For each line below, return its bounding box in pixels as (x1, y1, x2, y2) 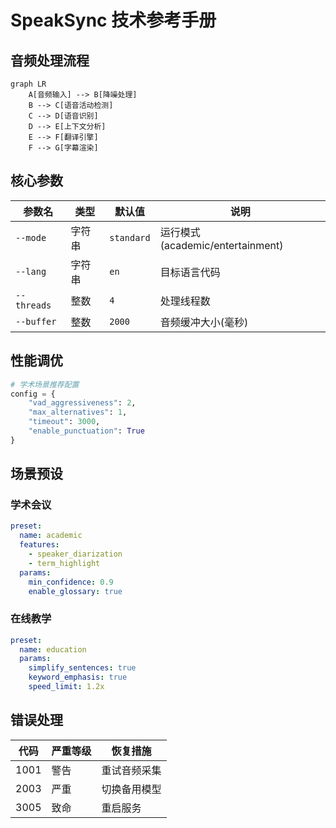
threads (15, 299, 52, 311)
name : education (19, 644, 87, 655)
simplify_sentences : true (28, 663, 137, 673)
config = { (10, 389, 56, 399)
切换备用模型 (101, 782, 162, 796)
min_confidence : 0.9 (28, 577, 114, 587)
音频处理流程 (10, 52, 90, 69)
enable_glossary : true (28, 586, 123, 596)
